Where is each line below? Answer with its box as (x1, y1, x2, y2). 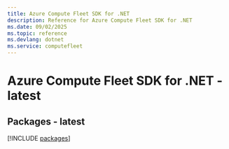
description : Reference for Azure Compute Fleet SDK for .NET (7, 17, 193, 24)
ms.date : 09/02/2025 (7, 23, 68, 30)
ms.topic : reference (7, 29, 68, 37)
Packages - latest (7, 115, 85, 127)
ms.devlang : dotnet (7, 36, 64, 43)
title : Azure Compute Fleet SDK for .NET (7, 10, 130, 17)
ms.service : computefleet (7, 43, 83, 50)
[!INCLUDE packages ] (7, 134, 71, 142)
